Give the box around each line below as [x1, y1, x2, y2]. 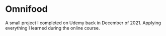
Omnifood [5, 3, 48, 15]
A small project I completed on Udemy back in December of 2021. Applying [5, 20, 161, 26]
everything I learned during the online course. [5, 25, 100, 31]
